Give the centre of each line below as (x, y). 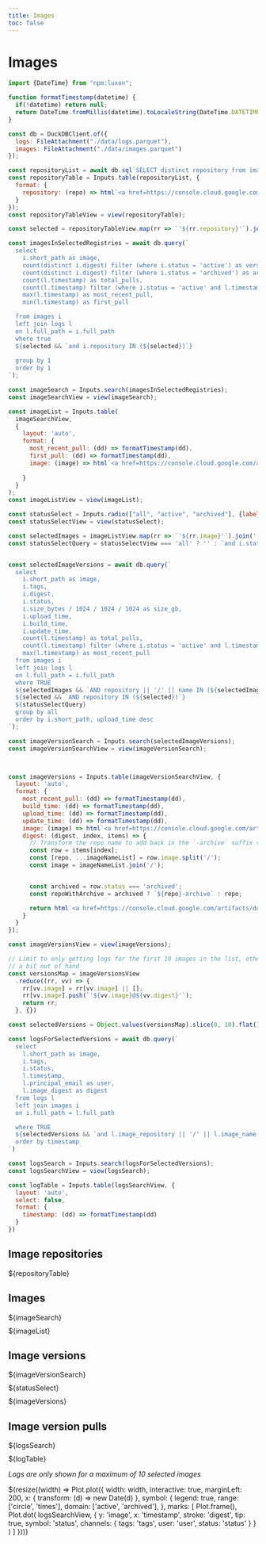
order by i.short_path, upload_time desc (85, 720)
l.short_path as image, (62, 1054)
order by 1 (33, 368)
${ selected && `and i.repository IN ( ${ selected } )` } (104, 346)
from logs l (35, 1098)
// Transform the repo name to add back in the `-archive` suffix (141, 843)
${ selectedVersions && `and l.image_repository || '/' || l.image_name (136, 1135)
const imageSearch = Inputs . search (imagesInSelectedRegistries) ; (118, 390)
